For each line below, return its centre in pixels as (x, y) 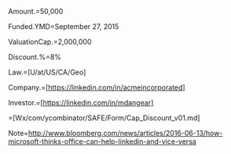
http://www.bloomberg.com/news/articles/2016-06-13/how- (125, 133)
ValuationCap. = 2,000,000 (50, 42)
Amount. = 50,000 (36, 11)
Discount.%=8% (35, 57)
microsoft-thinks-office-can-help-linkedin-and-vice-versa (102, 141)
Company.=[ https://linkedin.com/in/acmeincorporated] (97, 87)
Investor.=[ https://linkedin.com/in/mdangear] (81, 103)
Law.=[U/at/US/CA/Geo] (47, 72)
